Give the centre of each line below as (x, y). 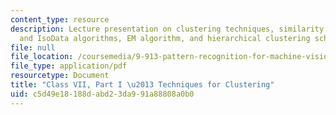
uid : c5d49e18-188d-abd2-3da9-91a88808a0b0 (102, 94)
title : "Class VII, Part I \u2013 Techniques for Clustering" (142, 85)
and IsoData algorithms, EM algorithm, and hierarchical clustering (165, 38)
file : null (33, 47)
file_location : (42, 57)
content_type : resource (60, 19)
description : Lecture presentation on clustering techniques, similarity (167, 29)
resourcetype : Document (60, 76)
